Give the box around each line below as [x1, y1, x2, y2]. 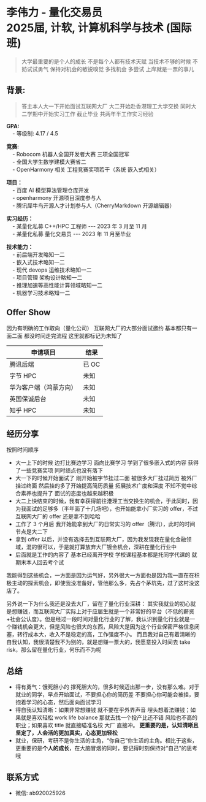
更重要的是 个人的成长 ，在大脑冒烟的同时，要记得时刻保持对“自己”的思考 [15, 744, 198, 752]
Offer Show [6, 307, 51, 318]
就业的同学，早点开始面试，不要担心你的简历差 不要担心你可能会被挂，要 [15, 691, 200, 698]
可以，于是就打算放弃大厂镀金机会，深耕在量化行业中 [42, 543, 177, 551]
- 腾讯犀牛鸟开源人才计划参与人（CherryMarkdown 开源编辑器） [12, 202, 175, 209]
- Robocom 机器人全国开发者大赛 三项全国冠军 [12, 150, 130, 158]
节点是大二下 [15, 528, 48, 535]
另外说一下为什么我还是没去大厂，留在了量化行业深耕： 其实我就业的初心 [6, 600, 191, 608]
